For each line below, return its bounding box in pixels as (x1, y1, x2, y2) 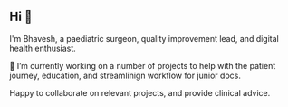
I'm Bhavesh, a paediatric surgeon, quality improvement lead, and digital (9, 33, 279, 44)
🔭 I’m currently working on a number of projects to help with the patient (9, 60, 276, 71)
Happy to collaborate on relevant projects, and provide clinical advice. (9, 87, 271, 98)
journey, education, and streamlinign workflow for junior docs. (9, 70, 242, 81)
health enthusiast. (9, 43, 77, 53)
